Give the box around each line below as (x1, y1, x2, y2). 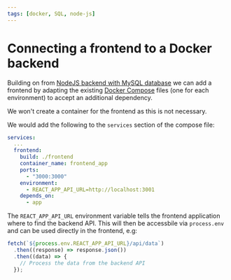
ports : (20, 166, 39, 174)
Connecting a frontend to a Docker (7, 40, 212, 56)
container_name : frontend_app (20, 160, 108, 167)
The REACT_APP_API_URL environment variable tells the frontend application (7, 211, 220, 220)
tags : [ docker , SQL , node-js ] (7, 10, 96, 17)
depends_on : (20, 192, 55, 199)
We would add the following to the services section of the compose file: (7, 120, 215, 129)
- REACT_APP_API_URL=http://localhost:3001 (25, 186, 155, 193)
